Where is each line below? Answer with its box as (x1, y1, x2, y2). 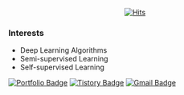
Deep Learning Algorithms (19, 46, 108, 55)
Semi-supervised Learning (19, 54, 108, 64)
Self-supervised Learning (19, 62, 104, 72)
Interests (8, 27, 44, 38)
